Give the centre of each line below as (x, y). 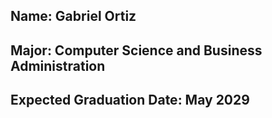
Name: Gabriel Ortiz (73, 16)
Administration (58, 65)
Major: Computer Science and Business (136, 50)
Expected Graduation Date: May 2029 (130, 100)
